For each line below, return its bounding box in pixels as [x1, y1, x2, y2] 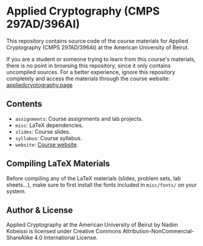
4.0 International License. [34, 234, 98, 241]
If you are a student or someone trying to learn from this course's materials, [6, 55, 196, 63]
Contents [6, 99, 43, 109]
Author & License [6, 205, 73, 215]
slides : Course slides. [15, 128, 71, 135]
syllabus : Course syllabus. [15, 134, 82, 142]
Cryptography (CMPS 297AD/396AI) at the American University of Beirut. [6, 44, 190, 51]
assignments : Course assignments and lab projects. [15, 115, 143, 122]
